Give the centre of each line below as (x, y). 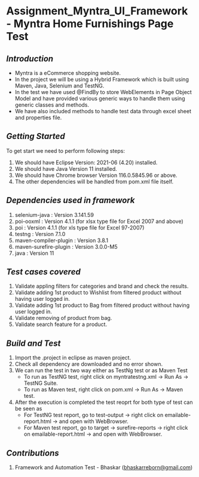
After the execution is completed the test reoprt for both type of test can (104, 402)
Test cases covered (43, 272)
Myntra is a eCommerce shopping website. (68, 73)
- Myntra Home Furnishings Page (90, 24)
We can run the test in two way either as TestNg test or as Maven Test (101, 370)
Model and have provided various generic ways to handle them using (100, 98)
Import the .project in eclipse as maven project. (73, 358)
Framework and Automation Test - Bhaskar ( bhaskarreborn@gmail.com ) (104, 467)
